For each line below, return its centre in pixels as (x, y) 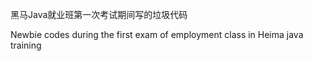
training (26, 45)
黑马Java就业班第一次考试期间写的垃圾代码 (99, 14)
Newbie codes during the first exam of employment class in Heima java (157, 34)
